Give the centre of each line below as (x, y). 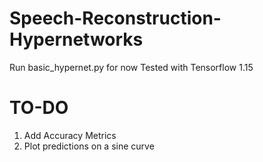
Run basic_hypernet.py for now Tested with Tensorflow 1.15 (131, 67)
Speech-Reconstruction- (115, 18)
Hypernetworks (76, 39)
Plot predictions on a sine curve (89, 146)
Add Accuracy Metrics (70, 135)
